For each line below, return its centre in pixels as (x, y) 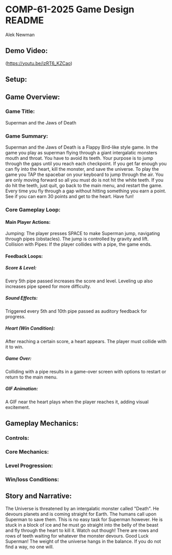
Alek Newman (20, 34)
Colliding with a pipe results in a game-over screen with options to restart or (86, 371)
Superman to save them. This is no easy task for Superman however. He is (84, 519)
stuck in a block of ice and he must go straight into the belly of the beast (82, 525)
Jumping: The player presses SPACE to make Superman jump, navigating (83, 234)
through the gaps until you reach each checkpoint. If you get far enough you (86, 164)
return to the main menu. (32, 377)
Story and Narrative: (39, 496)
